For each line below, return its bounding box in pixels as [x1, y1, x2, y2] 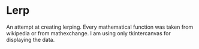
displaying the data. [6, 36, 55, 43]
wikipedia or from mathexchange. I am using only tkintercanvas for [6, 29, 171, 36]
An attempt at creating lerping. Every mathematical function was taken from [6, 23, 194, 30]
